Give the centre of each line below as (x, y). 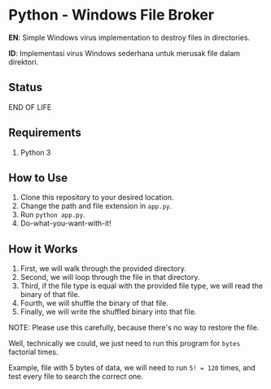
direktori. (24, 62)
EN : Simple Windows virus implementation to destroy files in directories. (129, 37)
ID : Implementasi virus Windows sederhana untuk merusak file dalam (125, 53)
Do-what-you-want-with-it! (66, 223)
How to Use (38, 178)
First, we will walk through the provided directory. (103, 269)
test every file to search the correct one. (76, 377)
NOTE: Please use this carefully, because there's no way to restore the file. (134, 328)
